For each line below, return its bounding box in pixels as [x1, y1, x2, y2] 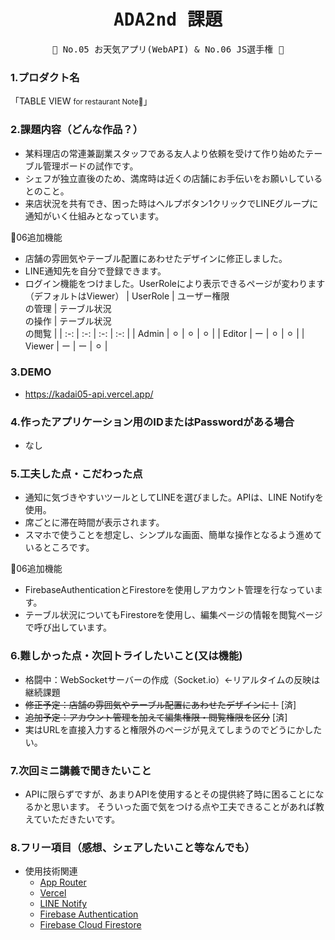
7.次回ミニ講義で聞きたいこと [10, 763, 152, 777]
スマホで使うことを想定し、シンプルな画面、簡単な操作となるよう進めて [24, 529, 323, 541]
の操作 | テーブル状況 [24, 315, 112, 327]
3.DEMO [10, 365, 52, 379]
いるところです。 [24, 541, 95, 554]
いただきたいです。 [42, 813, 121, 825]
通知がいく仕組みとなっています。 [24, 210, 165, 222]
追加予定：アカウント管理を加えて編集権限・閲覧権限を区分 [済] [24, 711, 288, 723]
